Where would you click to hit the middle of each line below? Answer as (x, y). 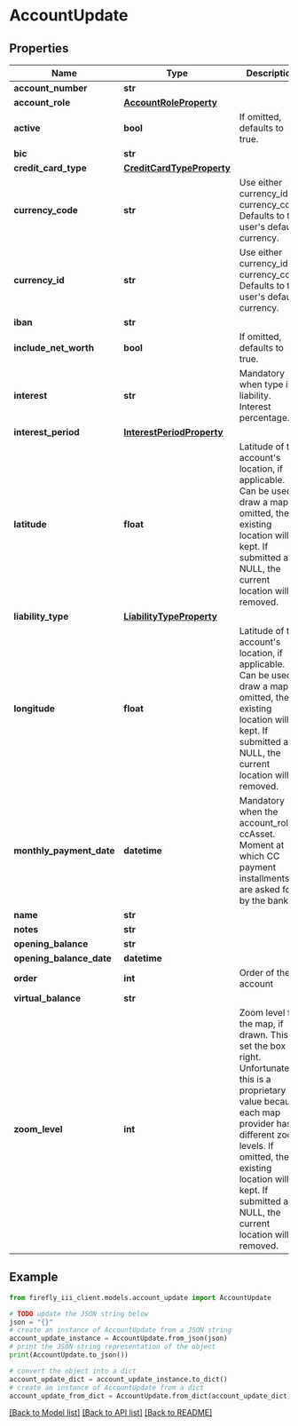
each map (260, 1113)
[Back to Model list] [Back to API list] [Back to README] (111, 1413)
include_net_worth (54, 348)
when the (259, 812)
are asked (260, 889)
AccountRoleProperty (170, 103)
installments (264, 878)
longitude (34, 709)
